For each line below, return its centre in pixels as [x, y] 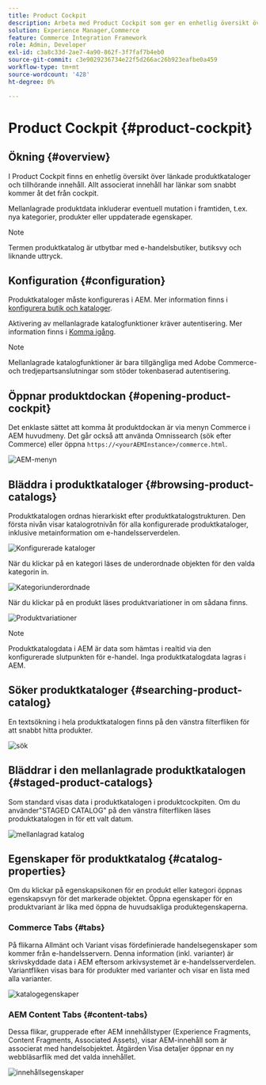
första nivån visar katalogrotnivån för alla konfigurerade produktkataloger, [128, 524]
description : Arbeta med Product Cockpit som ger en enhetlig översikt [129, 23]
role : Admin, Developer [47, 45]
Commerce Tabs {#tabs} [57, 927]
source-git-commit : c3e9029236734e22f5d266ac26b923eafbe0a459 [113, 60]
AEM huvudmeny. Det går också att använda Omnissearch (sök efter [120, 436]
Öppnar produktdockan [67, 396]
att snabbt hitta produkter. [51, 730]
